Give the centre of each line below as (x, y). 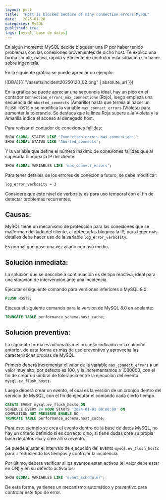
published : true (22, 28)
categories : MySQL (24, 24)
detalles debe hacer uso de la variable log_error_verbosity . (66, 237)
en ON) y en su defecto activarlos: (40, 469)
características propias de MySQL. (40, 355)
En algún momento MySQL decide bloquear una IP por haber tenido (74, 47)
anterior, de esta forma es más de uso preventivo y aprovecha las (72, 350)
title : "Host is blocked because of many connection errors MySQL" (77, 14)
